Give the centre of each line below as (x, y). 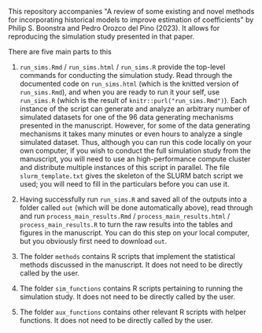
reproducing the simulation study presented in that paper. (101, 36)
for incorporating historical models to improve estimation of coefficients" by (131, 20)
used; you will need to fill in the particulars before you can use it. (124, 184)
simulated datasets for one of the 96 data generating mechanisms (126, 117)
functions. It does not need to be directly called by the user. (116, 320)
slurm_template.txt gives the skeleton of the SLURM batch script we (131, 176)
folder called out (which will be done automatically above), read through (136, 207)
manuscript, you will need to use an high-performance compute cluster (135, 159)
